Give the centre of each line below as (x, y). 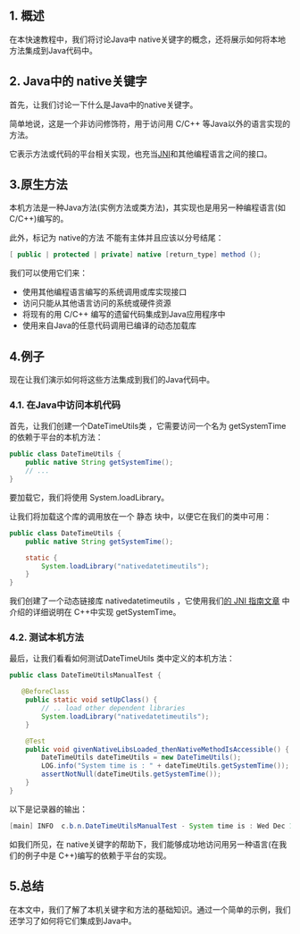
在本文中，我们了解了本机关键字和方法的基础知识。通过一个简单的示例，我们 (150, 909)
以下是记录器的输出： (48, 809)
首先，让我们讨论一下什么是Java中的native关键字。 (104, 105)
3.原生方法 (39, 185)
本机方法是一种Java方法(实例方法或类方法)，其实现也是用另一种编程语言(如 (147, 207)
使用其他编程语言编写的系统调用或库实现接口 (104, 292)
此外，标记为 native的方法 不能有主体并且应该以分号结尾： (117, 238)
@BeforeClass (45, 692)
